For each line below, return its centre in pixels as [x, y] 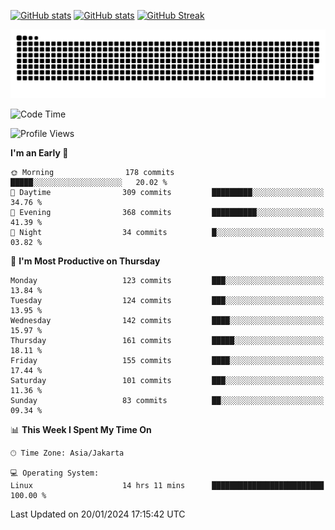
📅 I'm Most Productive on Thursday [85, 261]
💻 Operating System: [55, 473]
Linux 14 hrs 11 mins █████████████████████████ [167, 485]
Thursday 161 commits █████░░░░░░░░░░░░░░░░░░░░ [167, 340]
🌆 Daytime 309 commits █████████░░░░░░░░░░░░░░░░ [167, 192]
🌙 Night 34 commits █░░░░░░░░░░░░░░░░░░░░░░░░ [167, 232]
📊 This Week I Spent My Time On [81, 429]
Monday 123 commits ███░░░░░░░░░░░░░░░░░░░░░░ [167, 280]
